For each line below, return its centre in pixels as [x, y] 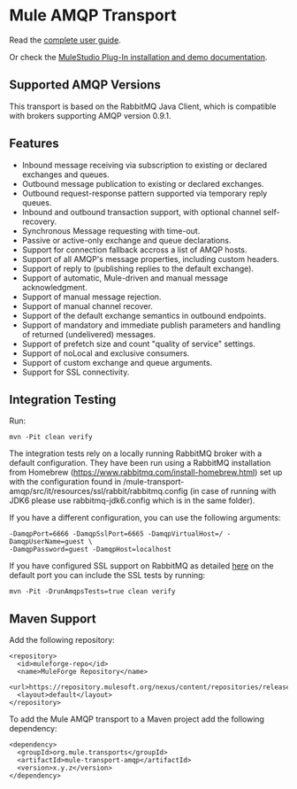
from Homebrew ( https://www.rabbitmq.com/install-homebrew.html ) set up [146, 472]
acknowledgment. [55, 287]
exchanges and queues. [65, 174]
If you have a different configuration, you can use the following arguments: [145, 518]
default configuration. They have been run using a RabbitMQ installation [140, 463]
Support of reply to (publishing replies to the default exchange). [138, 268]
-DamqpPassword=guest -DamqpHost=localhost [91, 550]
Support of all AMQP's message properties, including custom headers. [151, 259]
